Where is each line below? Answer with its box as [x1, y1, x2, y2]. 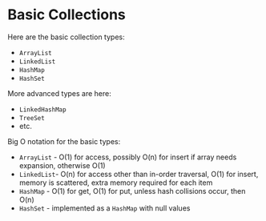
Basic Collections [7, 6, 126, 24]
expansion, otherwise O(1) [18, 160, 106, 170]
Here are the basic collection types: [7, 32, 125, 42]
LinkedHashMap [18, 106, 66, 114]
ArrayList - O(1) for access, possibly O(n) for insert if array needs [18, 152, 237, 162]
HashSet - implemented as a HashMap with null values [18, 203, 191, 213]
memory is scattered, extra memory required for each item [18, 178, 213, 187]
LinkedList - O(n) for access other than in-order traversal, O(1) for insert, [18, 169, 259, 179]
